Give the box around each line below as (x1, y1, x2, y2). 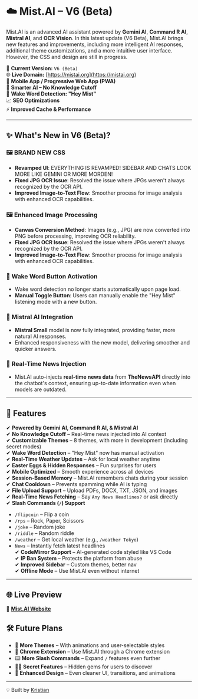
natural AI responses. (14, 333, 67, 340)
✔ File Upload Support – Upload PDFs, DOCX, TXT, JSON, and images (6, 487, 178, 494)
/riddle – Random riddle (14, 529, 75, 537)
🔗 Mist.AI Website (6, 605, 51, 612)
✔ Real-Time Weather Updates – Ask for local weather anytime (6, 455, 161, 462)
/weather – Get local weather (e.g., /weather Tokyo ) (14, 536, 138, 543)
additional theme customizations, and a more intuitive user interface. (6, 47, 173, 54)
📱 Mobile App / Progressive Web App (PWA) (6, 77, 116, 84)
